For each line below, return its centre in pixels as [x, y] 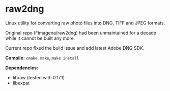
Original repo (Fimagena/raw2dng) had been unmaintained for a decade [81, 33]
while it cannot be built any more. [40, 38]
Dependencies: [22, 68]
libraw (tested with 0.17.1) [39, 77]
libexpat [21, 83]
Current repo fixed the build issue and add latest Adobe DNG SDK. [75, 48]
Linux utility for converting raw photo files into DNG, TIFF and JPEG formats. [85, 23]
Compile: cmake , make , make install [42, 58]
